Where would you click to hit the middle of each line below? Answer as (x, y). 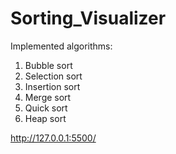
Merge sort (48, 97)
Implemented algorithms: (61, 46)
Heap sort (45, 118)
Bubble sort (48, 65)
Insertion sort (52, 86)
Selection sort (53, 76)
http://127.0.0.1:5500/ (53, 138)
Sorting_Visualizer (88, 18)
